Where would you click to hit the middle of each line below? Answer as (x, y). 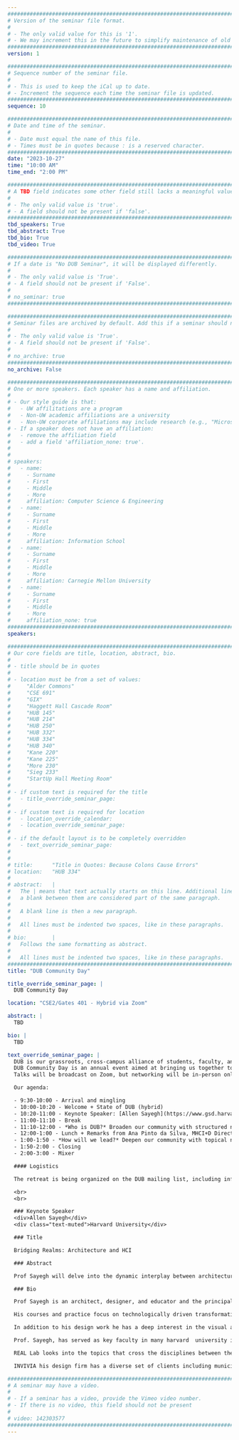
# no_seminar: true (36, 297)
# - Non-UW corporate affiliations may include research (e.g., (108, 422)
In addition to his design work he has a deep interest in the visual (121, 1328)
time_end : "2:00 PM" (38, 172)
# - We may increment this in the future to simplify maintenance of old (119, 41)
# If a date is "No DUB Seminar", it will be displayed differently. (113, 264)
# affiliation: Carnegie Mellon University (79, 581)
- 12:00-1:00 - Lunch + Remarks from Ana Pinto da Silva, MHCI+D (113, 1134)
